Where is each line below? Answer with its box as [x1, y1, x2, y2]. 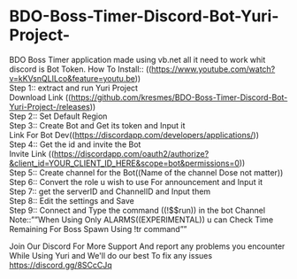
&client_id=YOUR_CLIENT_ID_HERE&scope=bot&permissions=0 [9, 158, 240, 168]
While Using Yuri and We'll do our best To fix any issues [9, 250, 213, 260]
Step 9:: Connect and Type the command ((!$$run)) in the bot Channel [9, 205, 266, 215]
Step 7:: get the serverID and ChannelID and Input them [9, 186, 211, 197]
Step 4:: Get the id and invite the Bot [9, 139, 141, 150]
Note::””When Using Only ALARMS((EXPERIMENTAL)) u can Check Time [9, 214, 274, 225]
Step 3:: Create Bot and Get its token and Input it [9, 120, 186, 130]
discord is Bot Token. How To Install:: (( [9, 64, 152, 74]
